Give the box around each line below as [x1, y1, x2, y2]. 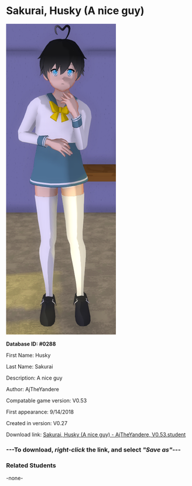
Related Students [6, 461, 57, 469]
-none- [6, 475, 23, 482]
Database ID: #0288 [6, 340, 56, 347]
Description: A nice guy [6, 374, 63, 381]
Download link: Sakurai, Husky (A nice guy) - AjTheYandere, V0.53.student [6, 431, 186, 438]
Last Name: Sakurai [6, 363, 53, 370]
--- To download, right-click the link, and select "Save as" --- [6, 446, 181, 454]
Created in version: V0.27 [6, 419, 68, 426]
